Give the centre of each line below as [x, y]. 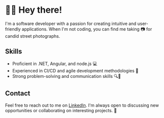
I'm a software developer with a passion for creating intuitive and [71, 24]
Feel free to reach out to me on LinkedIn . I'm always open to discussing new [82, 105]
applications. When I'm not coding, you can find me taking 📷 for [87, 29]
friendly [13, 29]
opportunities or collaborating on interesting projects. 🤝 [61, 110]
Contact [18, 93]
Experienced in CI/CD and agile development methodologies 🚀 [75, 71]
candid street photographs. [33, 36]
